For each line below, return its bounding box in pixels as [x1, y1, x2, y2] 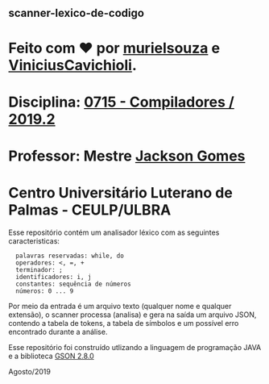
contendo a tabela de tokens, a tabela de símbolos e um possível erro [8, 318, 239, 328]
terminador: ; [15, 265, 63, 273]
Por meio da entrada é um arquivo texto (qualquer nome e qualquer [8, 301, 232, 311]
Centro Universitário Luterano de [8, 184, 234, 202]
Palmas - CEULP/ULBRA [8, 201, 172, 219]
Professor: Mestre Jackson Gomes [8, 147, 246, 165]
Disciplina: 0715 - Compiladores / [8, 93, 235, 111]
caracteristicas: [8, 236, 60, 245]
